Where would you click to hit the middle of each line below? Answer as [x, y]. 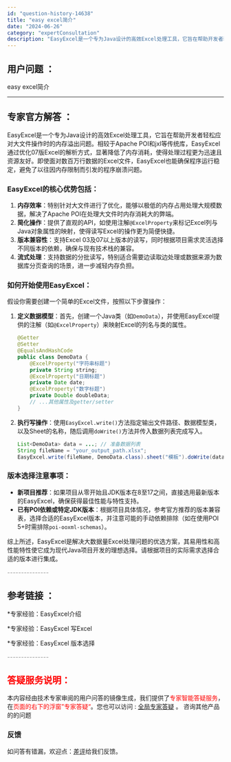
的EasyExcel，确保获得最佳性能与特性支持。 [80, 501]
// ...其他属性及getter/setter [72, 402]
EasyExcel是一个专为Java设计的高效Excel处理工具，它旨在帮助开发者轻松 [111, 134]
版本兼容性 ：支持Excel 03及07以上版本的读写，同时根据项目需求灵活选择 [120, 240]
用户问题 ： [31, 69]
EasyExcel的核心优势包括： [53, 189]
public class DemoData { [53, 357]
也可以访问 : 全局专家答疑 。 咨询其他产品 [161, 707]
